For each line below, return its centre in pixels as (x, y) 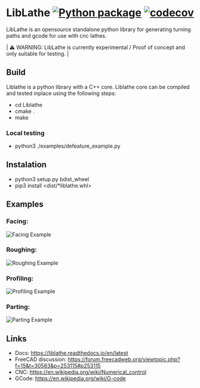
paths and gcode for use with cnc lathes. (56, 35)
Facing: (17, 221)
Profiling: (20, 278)
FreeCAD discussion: (41, 359)
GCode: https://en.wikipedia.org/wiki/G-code (70, 378)
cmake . (24, 111)
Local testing (25, 133)
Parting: (18, 307)
